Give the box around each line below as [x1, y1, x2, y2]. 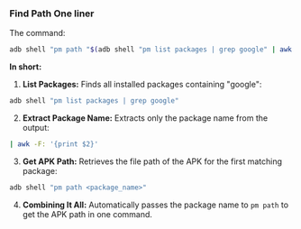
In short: [9, 61, 42, 72]
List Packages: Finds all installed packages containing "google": [22, 79, 262, 90]
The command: [9, 28, 66, 39]
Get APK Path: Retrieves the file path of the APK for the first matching [22, 156, 282, 167]
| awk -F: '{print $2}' [9, 140, 99, 149]
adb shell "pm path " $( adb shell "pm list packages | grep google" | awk [9, 45, 293, 54]
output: [22, 123, 50, 133]
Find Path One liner [9, 7, 95, 20]
